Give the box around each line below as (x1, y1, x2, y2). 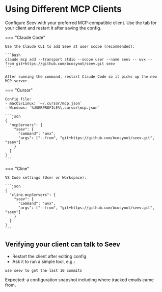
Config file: (5, 97, 32, 101)
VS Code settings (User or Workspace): (5, 175, 87, 180)
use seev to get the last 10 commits (5, 268, 82, 273)
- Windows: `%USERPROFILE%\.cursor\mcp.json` (5, 105, 100, 110)
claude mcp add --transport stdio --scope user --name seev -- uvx (5, 57, 146, 62)
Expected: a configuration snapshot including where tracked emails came (5, 277, 154, 283)
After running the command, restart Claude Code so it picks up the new (5, 74, 157, 79)
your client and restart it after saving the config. (5, 25, 102, 31)
